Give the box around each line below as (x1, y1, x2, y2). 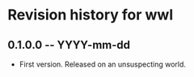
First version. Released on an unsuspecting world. (19, 59, 187, 69)
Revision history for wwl (7, 6, 174, 24)
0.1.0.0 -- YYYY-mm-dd (7, 38, 131, 52)
